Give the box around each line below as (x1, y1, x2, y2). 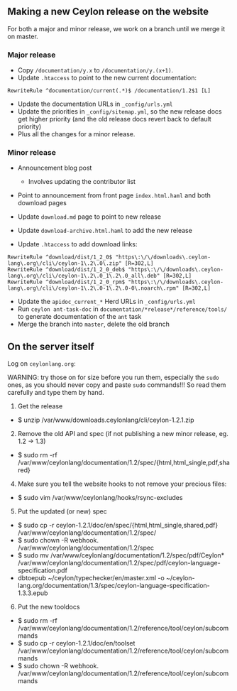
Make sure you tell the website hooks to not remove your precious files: (17, 479, 227, 489)
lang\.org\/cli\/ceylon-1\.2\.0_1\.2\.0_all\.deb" (7, 273, 160, 280)
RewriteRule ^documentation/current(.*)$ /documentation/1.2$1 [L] (7, 87, 211, 94)
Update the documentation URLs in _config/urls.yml (17, 99, 173, 109)
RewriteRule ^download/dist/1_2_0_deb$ (7, 266, 126, 273)
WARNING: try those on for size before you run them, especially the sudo (7, 373, 219, 382)
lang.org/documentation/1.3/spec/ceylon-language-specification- (17, 582, 211, 590)
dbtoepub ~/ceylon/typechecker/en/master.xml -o (17, 574, 165, 582)
